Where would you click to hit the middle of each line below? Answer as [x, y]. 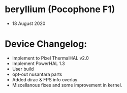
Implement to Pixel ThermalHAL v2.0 [51, 58]
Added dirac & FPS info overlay [45, 79]
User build [23, 69]
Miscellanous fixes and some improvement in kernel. [67, 85]
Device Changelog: [46, 44]
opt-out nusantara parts [37, 74]
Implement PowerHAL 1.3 [38, 63]
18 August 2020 [29, 23]
